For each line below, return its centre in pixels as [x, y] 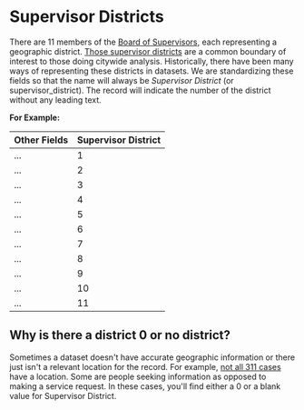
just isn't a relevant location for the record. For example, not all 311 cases [145, 366]
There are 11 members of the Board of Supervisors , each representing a [143, 42]
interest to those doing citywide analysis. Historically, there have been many [152, 61]
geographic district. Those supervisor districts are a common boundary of [148, 51]
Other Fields [41, 140]
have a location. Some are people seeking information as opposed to [138, 376]
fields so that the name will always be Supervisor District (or [122, 80]
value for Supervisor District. [63, 395]
